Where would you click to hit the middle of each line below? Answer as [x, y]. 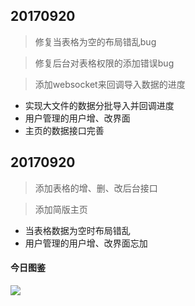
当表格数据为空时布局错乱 [77, 230]
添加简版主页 [61, 209]
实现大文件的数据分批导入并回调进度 [99, 105]
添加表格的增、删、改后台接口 [96, 188]
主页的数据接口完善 [64, 130]
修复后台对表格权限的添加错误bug [104, 63]
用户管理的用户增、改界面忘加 [86, 243]
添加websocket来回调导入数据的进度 [110, 84]
